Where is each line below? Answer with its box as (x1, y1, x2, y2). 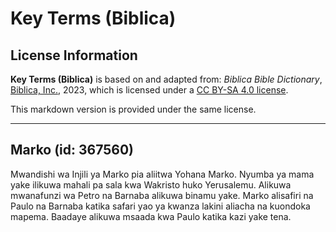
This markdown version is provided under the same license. (10, 103, 257, 115)
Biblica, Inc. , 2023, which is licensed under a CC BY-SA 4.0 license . (10, 84, 289, 96)
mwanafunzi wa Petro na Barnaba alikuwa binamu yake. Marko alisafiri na (10, 189, 314, 201)
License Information (10, 47, 138, 64)
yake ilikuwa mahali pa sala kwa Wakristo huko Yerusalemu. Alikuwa (10, 178, 292, 191)
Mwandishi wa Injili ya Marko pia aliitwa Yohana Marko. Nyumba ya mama (10, 168, 315, 180)
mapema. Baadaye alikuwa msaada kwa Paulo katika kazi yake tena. (10, 210, 292, 222)
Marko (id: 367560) (10, 142, 135, 159)
